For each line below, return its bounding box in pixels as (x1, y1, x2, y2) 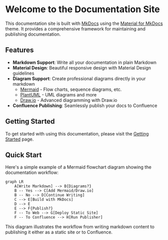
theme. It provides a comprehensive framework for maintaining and (5, 25, 146, 31)
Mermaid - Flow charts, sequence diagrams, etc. (20, 86, 122, 92)
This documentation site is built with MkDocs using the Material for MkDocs (5, 20, 163, 26)
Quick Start (5, 151, 42, 159)
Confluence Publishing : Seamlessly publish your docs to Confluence (12, 102, 158, 109)
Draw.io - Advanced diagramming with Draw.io (20, 97, 117, 103)
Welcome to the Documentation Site (5, 4, 160, 15)
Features (5, 46, 34, 54)
